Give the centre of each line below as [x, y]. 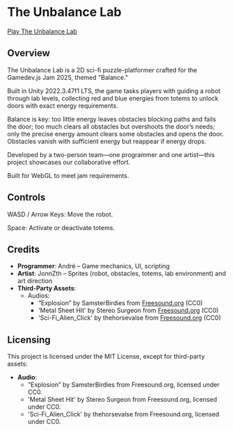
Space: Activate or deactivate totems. [61, 227]
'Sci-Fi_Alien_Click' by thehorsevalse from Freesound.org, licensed [123, 414]
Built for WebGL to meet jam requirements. [68, 175]
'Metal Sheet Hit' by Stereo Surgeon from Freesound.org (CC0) [128, 311]
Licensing [29, 340]
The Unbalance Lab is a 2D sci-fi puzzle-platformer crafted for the [102, 70]
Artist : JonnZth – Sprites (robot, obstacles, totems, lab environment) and [121, 274]
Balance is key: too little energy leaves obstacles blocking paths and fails [112, 119]
